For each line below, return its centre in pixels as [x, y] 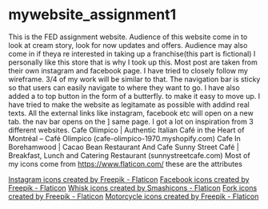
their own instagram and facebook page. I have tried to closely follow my [128, 70]
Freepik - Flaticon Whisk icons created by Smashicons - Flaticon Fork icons [133, 187]
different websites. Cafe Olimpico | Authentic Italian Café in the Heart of [126, 130]
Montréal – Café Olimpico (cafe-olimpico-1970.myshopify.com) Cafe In [125, 138]
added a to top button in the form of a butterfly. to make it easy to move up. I [134, 96]
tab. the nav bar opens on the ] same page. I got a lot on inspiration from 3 [131, 121]
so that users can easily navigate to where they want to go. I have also [124, 87]
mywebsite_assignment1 [92, 15]
